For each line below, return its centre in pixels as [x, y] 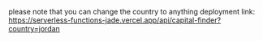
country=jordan [34, 29]
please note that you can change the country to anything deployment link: [132, 12]
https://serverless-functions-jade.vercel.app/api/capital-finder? [115, 20]
